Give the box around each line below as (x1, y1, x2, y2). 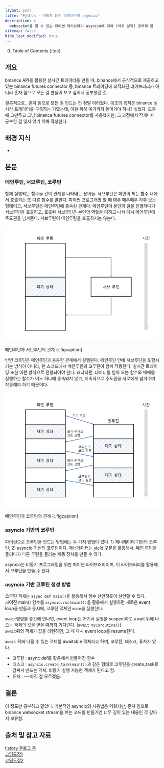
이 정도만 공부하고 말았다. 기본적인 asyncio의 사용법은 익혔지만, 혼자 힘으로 (5, 703, 149, 709)
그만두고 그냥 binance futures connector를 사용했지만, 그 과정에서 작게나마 (10, 112, 155, 118)
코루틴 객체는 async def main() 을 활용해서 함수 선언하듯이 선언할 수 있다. (5, 593, 146, 599)
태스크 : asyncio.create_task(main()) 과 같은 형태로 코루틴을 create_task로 (12, 661, 159, 667)
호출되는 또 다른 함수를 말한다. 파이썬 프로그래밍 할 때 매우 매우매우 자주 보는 (10, 197, 157, 203)
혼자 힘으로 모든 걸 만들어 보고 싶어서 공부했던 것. (14, 89, 108, 95)
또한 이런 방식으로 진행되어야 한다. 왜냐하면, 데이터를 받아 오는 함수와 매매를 (10, 369, 155, 375)
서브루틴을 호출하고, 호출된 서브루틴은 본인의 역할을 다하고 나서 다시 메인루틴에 (5, 209, 156, 215)
